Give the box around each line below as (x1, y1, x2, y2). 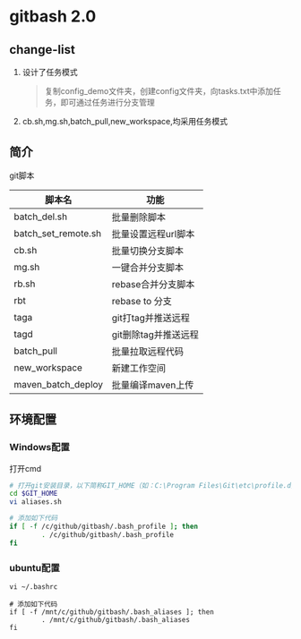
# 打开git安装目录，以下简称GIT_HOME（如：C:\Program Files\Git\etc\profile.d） (9, 481, 298, 490)
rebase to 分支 (111, 294, 173, 307)
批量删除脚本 (111, 210, 167, 223)
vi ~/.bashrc (9, 582, 58, 592)
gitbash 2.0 (9, 6, 97, 27)
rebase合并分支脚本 (111, 277, 195, 290)
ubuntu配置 (9, 561, 60, 574)
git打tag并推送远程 (111, 311, 191, 324)
